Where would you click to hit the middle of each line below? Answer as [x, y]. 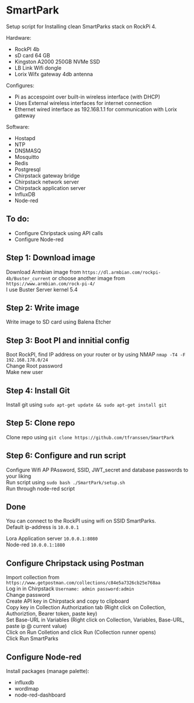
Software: [18, 127]
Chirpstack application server [50, 188]
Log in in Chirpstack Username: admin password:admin [70, 589]
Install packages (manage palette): [48, 671]
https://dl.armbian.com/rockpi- [122, 272]
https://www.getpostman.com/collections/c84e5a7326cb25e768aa [83, 583]
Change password [28, 595]
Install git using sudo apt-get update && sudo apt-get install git [86, 405]
